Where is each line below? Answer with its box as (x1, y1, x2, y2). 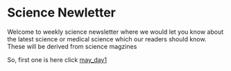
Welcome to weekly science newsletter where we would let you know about (7, 28, 224, 36)
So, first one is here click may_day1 (7, 55, 108, 63)
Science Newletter (7, 5, 117, 21)
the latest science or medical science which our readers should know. (7, 34, 207, 43)
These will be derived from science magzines (7, 42, 137, 50)
